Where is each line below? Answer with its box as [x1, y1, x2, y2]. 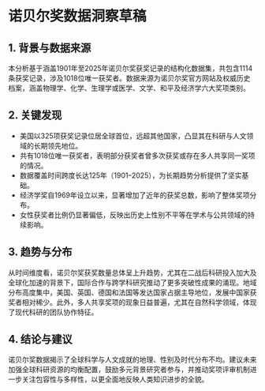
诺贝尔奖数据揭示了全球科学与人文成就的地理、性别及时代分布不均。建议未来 [8, 355, 257, 364]
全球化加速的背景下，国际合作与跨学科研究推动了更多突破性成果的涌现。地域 [8, 277, 257, 287]
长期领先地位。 [33, 141, 83, 150]
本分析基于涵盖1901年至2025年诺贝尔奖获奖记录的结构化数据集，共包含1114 [8, 64, 253, 73]
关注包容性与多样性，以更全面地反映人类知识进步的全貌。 [21, 374, 209, 384]
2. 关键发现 [8, 108, 62, 122]
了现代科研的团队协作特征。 [8, 307, 99, 317]
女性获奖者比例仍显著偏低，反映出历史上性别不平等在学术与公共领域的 [19, 210, 248, 220]
